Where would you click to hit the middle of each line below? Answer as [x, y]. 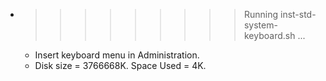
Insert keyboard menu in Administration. [117, 55]
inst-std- [298, 14]
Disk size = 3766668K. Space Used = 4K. [120, 65]
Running [261, 14]
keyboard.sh [269, 35]
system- [260, 25]
